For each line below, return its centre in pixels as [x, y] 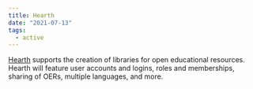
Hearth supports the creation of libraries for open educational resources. [126, 60]
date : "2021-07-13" [40, 23]
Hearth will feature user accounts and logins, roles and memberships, [121, 69]
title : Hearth [32, 15]
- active [30, 37]
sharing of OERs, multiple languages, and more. [86, 76]
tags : [17, 30]
